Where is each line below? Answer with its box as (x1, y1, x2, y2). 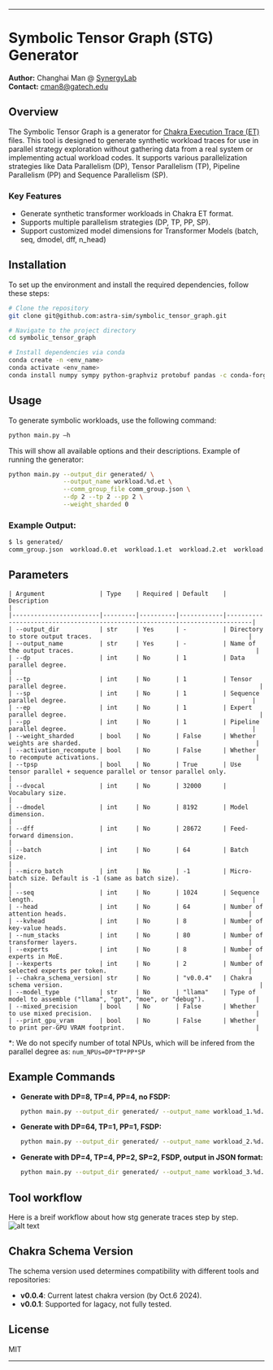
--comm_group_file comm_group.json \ (63, 485, 191, 494)
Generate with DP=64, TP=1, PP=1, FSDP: (19, 1122, 162, 1132)
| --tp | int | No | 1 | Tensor (8, 675, 253, 683)
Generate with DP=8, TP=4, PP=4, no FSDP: (19, 1091, 171, 1102)
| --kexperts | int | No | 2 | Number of (8, 959, 264, 968)
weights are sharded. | (8, 739, 260, 747)
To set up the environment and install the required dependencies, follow (8, 280, 249, 289)
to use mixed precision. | (8, 1009, 260, 1017)
